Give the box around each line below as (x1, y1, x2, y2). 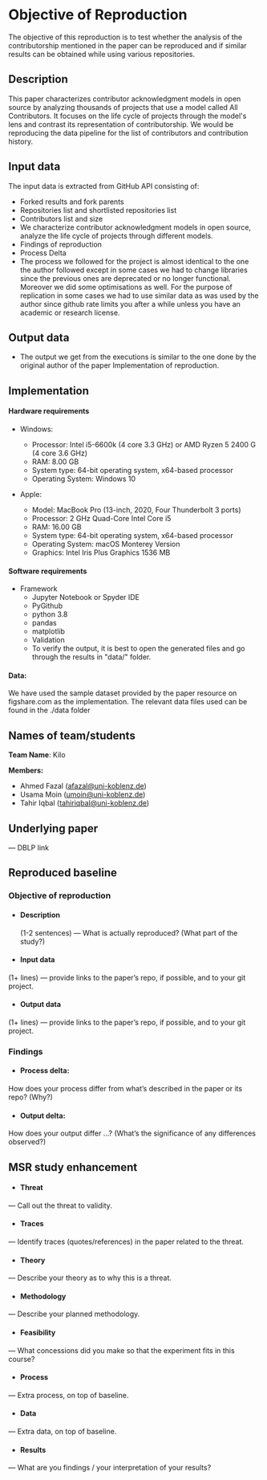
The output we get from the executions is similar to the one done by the (19, 352, 257, 362)
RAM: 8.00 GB (31, 456, 79, 467)
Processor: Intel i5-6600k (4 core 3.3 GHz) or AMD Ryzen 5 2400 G (31, 439, 257, 449)
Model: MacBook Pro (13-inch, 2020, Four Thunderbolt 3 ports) (31, 504, 242, 515)
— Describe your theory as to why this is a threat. (8, 1273, 172, 1282)
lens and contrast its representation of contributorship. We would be (8, 119, 234, 129)
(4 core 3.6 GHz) (31, 448, 88, 458)
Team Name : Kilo (8, 750, 66, 760)
